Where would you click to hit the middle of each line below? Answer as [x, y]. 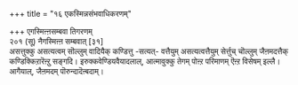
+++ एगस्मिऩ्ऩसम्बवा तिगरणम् [51, 31]
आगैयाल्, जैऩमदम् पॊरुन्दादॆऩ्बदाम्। [56, 71]
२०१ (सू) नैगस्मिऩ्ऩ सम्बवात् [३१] [56, 41]
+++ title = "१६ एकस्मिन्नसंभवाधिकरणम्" [70, 14]
